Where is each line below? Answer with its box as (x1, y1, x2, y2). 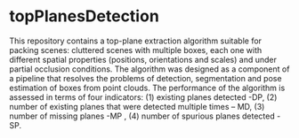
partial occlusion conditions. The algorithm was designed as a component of (9, 64, 290, 74)
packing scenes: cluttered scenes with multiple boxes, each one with (9, 44, 263, 55)
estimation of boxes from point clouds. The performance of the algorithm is (9, 82, 286, 93)
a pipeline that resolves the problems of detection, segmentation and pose (9, 73, 282, 83)
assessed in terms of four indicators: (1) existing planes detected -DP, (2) (9, 91, 278, 103)
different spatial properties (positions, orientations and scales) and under (9, 54, 278, 65)
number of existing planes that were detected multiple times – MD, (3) (9, 101, 265, 111)
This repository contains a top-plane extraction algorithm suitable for (9, 35, 263, 46)
